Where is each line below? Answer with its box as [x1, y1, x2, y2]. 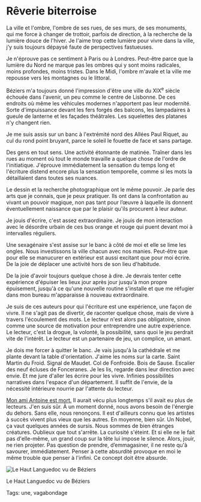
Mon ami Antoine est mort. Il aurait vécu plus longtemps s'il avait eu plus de [6, 396, 193, 404]
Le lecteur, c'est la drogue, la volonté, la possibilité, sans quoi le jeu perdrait [6, 328, 194, 335]
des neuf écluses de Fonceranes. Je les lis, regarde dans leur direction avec [6, 365, 195, 373]
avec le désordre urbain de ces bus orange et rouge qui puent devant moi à [6, 223, 193, 230]
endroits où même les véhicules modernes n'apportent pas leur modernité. [6, 99, 191, 107]
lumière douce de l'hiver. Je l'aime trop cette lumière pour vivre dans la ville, [6, 37, 195, 44]
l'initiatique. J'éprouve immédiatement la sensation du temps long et [6, 161, 175, 169]
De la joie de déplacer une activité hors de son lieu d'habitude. [6, 260, 161, 267]
